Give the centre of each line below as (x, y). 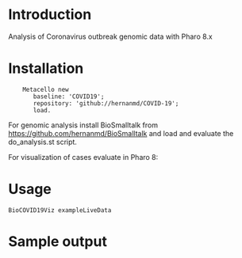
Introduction (50, 15)
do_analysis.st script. (43, 142)
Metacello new (46, 89)
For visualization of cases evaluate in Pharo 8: (83, 157)
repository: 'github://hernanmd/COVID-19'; (106, 103)
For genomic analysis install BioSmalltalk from (83, 125)
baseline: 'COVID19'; (69, 97)
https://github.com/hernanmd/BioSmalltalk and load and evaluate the (121, 133)
